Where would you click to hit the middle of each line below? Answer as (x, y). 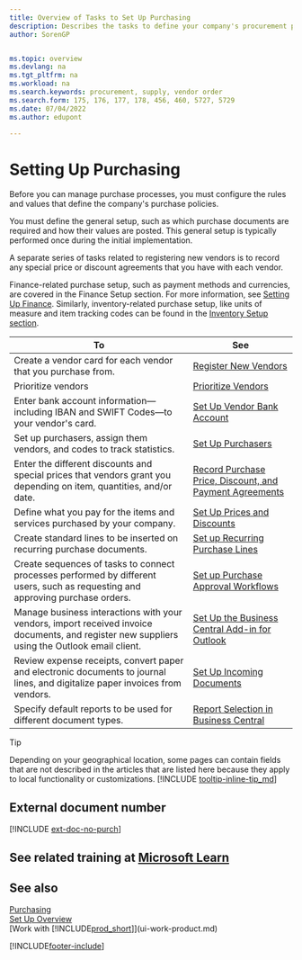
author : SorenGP (40, 34)
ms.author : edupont (46, 117)
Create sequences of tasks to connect (94, 564)
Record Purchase (229, 470)
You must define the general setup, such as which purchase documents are (149, 221)
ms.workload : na (40, 84)
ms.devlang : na (38, 67)
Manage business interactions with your (98, 613)
